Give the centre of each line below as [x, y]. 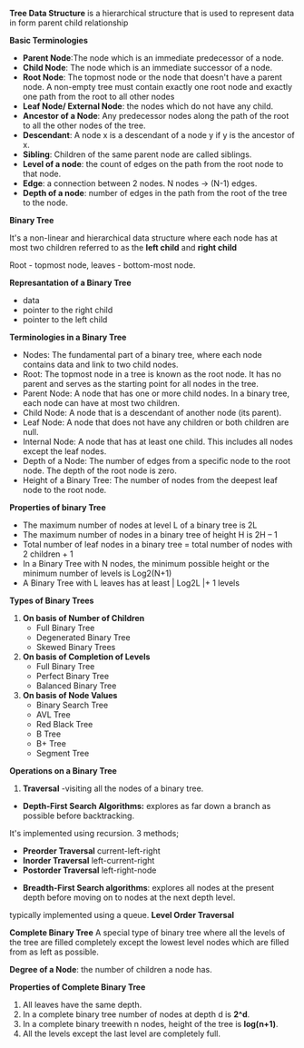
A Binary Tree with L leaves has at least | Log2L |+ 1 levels [131, 583]
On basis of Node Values [70, 695]
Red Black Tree [64, 724]
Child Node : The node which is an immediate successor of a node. [147, 68]
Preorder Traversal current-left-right [91, 851]
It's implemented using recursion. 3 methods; [94, 833]
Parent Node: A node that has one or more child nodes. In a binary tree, [156, 393]
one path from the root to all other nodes [98, 96]
